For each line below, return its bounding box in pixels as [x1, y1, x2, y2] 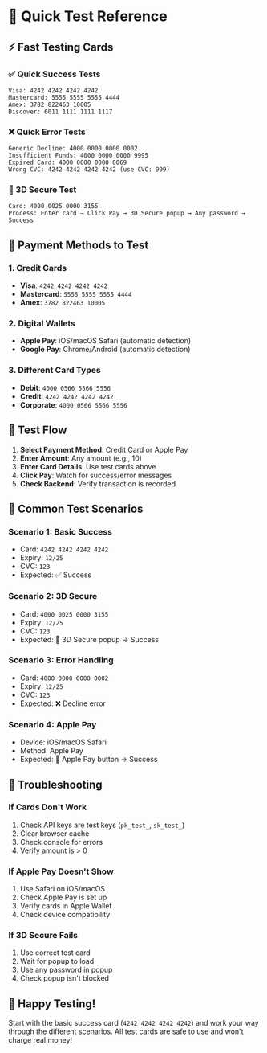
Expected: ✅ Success [19, 570, 92, 580]
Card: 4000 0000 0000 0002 [19, 673, 109, 682]
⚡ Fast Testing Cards [8, 40, 114, 54]
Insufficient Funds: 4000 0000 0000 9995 [8, 152, 149, 160]
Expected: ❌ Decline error [19, 699, 107, 708]
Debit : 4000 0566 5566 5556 [19, 383, 111, 392]
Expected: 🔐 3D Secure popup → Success [19, 634, 159, 644]
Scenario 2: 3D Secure [8, 591, 98, 602]
